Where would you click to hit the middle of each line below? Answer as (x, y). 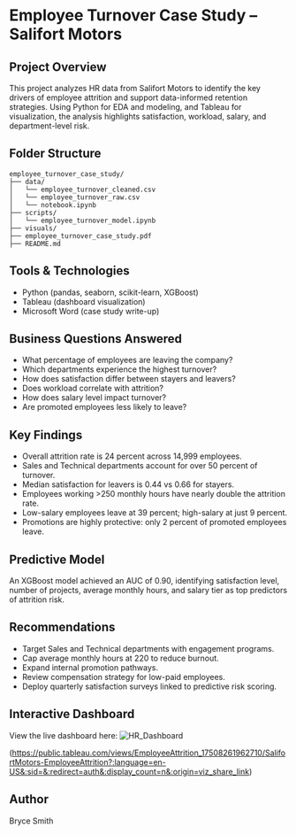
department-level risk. (49, 126)
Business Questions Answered (96, 339)
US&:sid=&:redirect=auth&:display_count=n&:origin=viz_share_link (129, 771)
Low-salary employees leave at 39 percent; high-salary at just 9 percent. (155, 513)
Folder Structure (55, 154)
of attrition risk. (37, 599)
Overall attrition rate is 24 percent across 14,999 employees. (132, 456)
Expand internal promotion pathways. (90, 667)
